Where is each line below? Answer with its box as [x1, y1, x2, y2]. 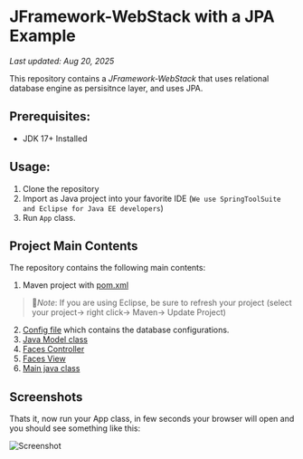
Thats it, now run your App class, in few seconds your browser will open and [9, 414, 295, 425]
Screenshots [9, 389, 83, 405]
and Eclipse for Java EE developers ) [22, 202, 165, 214]
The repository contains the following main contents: [9, 263, 206, 273]
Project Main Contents [9, 238, 138, 253]
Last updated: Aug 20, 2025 [9, 55, 115, 66]
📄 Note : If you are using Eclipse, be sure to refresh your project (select [31, 297, 292, 309]
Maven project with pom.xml [22, 280, 129, 291]
